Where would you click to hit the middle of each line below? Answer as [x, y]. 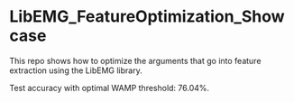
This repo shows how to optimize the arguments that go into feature [135, 60]
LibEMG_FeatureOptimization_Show [147, 17]
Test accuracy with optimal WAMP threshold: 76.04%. [110, 88]
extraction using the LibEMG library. [76, 70]
